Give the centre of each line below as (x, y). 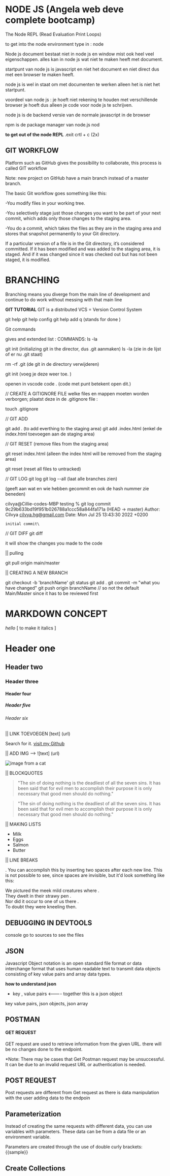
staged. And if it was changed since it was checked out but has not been (81, 254)
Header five (18, 705)
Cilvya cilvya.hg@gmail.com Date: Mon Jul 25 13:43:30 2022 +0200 (77, 515)
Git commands (21, 329)
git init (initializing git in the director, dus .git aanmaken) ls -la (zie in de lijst (83, 348)
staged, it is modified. (28, 260)
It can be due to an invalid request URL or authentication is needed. (76, 1064)
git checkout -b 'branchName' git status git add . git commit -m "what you (82, 582)
